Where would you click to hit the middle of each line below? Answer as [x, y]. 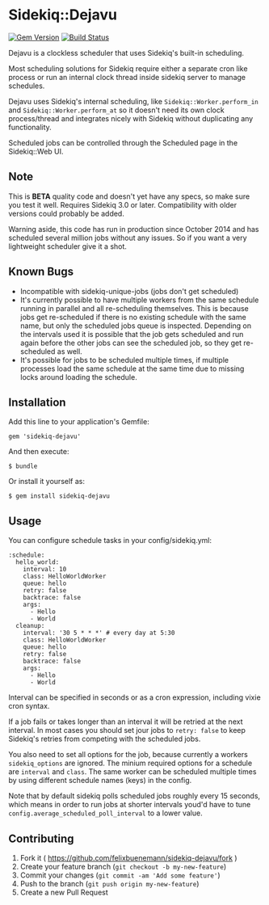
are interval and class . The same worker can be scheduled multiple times [132, 772]
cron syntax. [29, 706]
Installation [37, 402]
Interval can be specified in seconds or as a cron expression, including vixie [134, 697]
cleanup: [30, 626]
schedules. [27, 86]
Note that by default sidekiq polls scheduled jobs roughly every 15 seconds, [134, 796]
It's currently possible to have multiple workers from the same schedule [139, 300]
